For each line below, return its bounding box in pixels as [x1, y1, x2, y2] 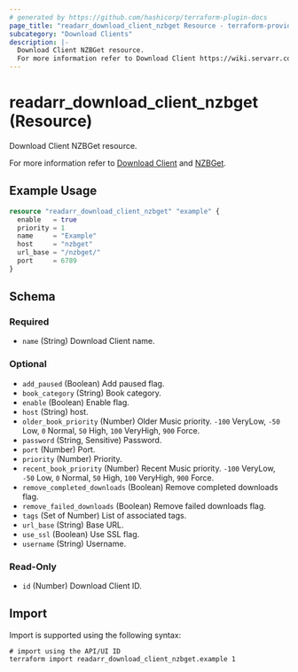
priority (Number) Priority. [21, 453, 122, 464]
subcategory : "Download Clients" [9, 29, 133, 38]
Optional [9, 358, 47, 371]
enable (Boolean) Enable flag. [21, 396, 130, 408]
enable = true [17, 215, 77, 224]
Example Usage [9, 184, 98, 199]
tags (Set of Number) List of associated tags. [21, 510, 187, 520]
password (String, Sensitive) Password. [21, 434, 162, 445]
